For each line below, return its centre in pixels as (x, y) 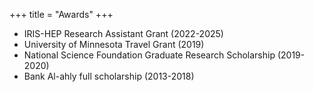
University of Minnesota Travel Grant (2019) (114, 44)
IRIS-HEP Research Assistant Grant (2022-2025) (123, 33)
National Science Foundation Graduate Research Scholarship (149, 55)
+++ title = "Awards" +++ (61, 14)
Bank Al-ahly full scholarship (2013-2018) (109, 76)
